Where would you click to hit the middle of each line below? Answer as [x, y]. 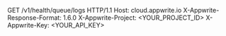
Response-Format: [34, 18]
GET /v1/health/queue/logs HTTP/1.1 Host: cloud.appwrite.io [95, 10]
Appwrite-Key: [28, 25]
